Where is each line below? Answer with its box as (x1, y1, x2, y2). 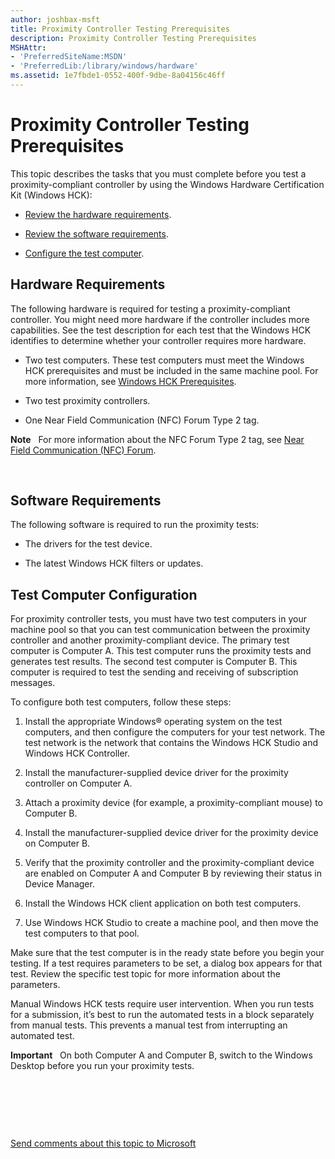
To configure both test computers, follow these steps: (10, 696, 232, 708)
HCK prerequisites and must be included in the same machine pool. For (24, 364, 319, 376)
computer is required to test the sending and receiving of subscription (10, 666, 299, 678)
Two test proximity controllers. (24, 394, 151, 406)
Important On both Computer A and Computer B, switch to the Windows (10, 1049, 313, 1061)
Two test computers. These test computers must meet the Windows (24, 354, 305, 366)
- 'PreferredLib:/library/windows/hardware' (10, 61, 199, 71)
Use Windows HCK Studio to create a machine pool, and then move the (24, 917, 319, 929)
